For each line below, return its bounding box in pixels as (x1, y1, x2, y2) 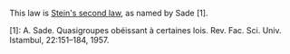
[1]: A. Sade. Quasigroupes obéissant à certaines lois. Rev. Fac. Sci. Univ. (9, 25, 283, 35)
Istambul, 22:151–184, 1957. (9, 35, 110, 45)
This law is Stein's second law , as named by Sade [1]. (9, 8, 208, 18)
